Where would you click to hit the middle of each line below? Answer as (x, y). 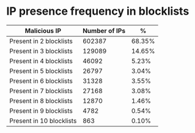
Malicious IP (43, 31)
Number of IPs (104, 31)
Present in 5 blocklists (41, 70)
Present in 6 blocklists (41, 81)
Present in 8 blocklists (41, 101)
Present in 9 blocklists (41, 110)
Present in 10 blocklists (43, 121)
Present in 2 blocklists (41, 41)
